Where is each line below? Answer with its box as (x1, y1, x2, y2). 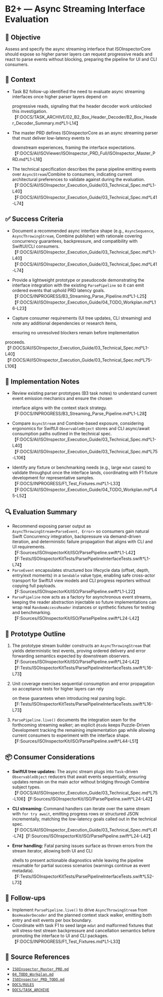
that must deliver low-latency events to (12, 135, 90, 141)
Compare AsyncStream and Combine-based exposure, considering (12, 420, 144, 426)
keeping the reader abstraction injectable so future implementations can (12, 599, 157, 605)
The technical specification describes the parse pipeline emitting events (12, 166, 156, 172)
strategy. (89, 405, 108, 411)
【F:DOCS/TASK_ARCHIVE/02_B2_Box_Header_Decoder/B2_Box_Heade (12, 114, 157, 120)
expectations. (108, 145, 136, 150)
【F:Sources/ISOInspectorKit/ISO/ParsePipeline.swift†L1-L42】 (12, 550, 138, 556)
